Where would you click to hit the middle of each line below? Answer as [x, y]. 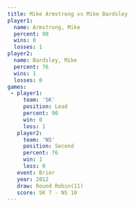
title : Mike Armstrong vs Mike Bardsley [68, 14]
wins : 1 [25, 73]
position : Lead [46, 107]
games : [17, 87]
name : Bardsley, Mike [46, 60]
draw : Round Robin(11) [50, 186]
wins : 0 [25, 41]
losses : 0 [28, 80]
